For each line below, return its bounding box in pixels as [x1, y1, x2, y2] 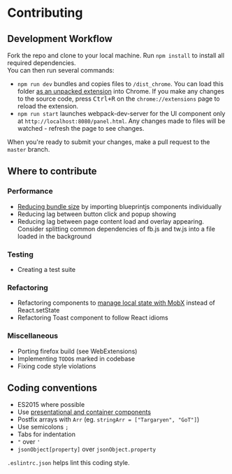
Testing [7, 250, 34, 259]
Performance [7, 187, 54, 196]
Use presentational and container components [17, 408, 152, 417]
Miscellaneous [7, 331, 58, 340]
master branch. [7, 145, 50, 153]
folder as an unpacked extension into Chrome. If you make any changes [17, 87, 225, 95]
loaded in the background [17, 232, 92, 240]
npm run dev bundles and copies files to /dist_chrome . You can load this [17, 80, 224, 88]
